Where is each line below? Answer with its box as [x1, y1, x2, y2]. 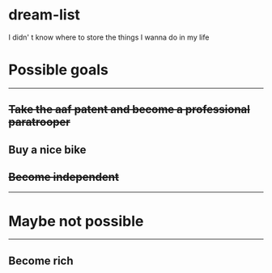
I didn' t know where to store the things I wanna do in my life [8, 32, 210, 42]
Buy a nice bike [8, 143, 87, 157]
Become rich [8, 254, 74, 267]
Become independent [8, 170, 120, 184]
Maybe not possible [8, 212, 144, 230]
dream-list [8, 6, 81, 24]
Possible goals [8, 61, 109, 79]
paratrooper [8, 115, 70, 129]
